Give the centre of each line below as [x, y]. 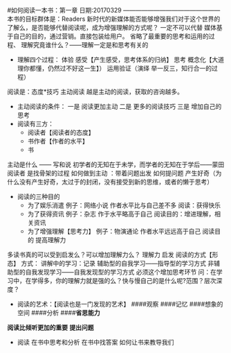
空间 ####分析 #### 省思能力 [58, 313]
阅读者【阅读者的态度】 [61, 132]
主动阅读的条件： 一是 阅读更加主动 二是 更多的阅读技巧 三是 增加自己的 [119, 106]
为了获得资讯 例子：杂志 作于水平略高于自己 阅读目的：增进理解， [121, 214]
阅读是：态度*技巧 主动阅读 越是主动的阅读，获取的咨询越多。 [95, 92]
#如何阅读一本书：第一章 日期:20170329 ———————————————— [114, 10]
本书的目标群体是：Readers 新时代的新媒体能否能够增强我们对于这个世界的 [114, 19]
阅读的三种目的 [38, 197]
